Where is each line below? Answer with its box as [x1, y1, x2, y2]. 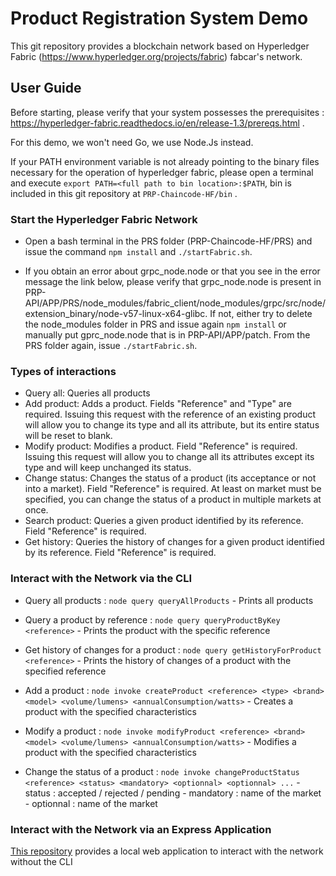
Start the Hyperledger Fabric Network [10, 212, 198, 226]
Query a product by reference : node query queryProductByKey [24, 613, 281, 626]
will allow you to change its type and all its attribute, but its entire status [24, 419, 320, 431]
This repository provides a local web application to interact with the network [10, 845, 324, 857]
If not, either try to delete [209, 308, 313, 320]
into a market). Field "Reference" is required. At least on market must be [24, 483, 322, 495]
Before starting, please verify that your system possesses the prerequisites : [10, 106, 325, 118]
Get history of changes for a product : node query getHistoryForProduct [24, 643, 322, 656]
